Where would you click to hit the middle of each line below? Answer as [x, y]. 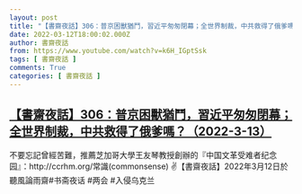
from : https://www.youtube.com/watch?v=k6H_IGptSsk [108, 51]
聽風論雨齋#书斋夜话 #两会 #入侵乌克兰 [82, 180]
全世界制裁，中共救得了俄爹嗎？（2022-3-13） [141, 132]
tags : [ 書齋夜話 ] [43, 59]
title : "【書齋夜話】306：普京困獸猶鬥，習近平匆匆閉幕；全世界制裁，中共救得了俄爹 [148, 26]
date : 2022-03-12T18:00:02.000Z [70, 34]
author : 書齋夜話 [39, 43]
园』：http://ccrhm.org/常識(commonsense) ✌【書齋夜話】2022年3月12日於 [149, 166]
